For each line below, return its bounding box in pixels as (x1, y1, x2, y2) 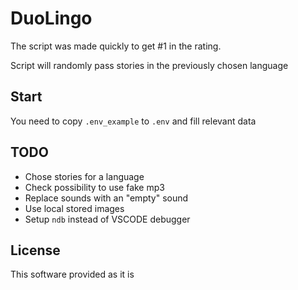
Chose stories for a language (24, 170, 145, 182)
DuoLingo (10, 7, 93, 30)
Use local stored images (24, 202, 125, 214)
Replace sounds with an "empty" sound (24, 192, 189, 204)
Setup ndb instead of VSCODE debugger (24, 213, 191, 225)
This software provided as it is (10, 268, 135, 281)
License (10, 242, 61, 259)
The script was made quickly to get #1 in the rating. (10, 40, 222, 52)
